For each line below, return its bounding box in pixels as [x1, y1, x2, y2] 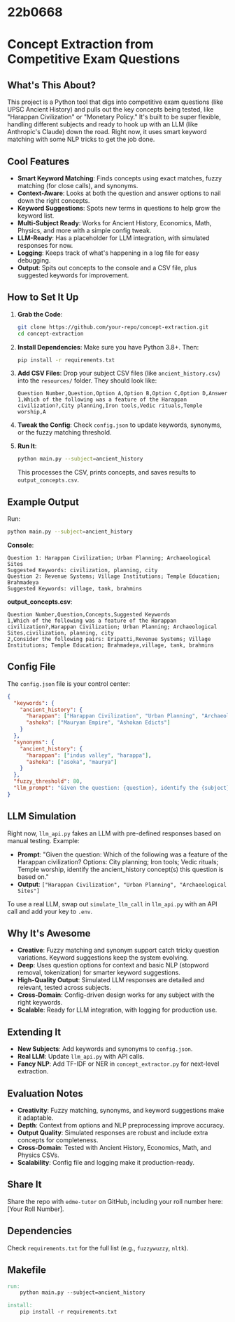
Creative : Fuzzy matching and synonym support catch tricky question [17, 946, 220, 955]
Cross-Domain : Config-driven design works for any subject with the [17, 991, 215, 999]
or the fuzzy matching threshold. [17, 428, 112, 437]
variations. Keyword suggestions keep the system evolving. [17, 953, 189, 962]
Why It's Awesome [7, 927, 91, 939]
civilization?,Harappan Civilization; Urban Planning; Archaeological [7, 623, 218, 630]
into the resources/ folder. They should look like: [17, 376, 157, 385]
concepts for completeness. [17, 1136, 99, 1144]
